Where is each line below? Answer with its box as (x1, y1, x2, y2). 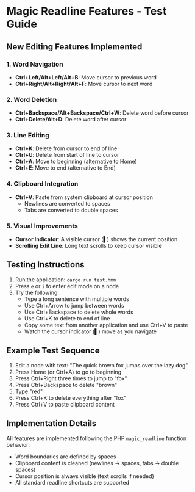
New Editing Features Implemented (6, 42, 143, 52)
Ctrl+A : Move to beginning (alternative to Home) (15, 157, 137, 165)
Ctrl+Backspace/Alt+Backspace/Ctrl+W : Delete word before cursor (15, 109, 189, 117)
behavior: (6, 441, 30, 448)
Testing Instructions (6, 259, 85, 270)
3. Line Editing (6, 131, 50, 140)
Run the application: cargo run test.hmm (15, 276, 116, 283)
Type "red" (15, 388, 43, 395)
